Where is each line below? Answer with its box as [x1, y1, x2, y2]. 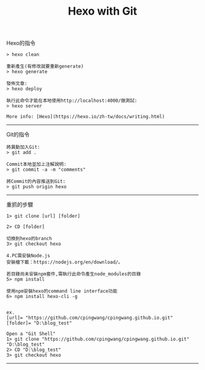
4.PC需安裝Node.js [6, 253, 51, 259]
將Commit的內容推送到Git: [6, 179, 66, 185]
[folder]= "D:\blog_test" [6, 320, 72, 327]
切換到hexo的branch [6, 236, 52, 242]
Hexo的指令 [6, 40, 35, 47]
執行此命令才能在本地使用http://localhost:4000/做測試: [6, 98, 138, 104]
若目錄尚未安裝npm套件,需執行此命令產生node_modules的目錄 [6, 271, 142, 277]
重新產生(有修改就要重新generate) [6, 63, 84, 69]
